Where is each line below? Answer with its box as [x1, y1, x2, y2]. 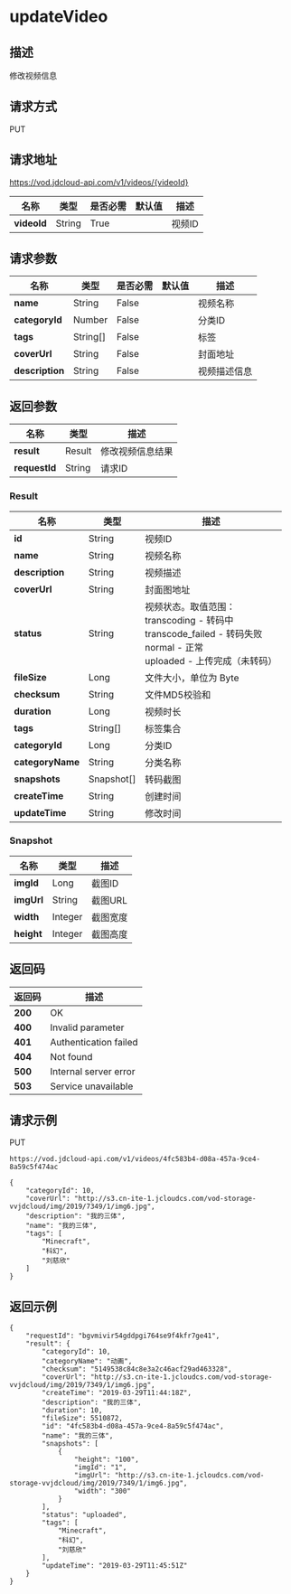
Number [72, 314, 108, 326]
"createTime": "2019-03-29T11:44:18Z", [42, 1389, 192, 1398]
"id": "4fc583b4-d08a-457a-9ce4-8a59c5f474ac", [42, 1421, 224, 1431]
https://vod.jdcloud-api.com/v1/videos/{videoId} [9, 176, 189, 187]
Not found [50, 1050, 93, 1063]
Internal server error [50, 1064, 136, 1077]
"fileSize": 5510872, [42, 1414, 124, 1423]
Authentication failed [50, 1036, 138, 1048]
